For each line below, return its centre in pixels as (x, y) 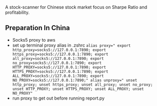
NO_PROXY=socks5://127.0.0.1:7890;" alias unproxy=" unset (75, 80)
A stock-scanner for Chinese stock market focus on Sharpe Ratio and (76, 7)
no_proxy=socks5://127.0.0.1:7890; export (57, 63)
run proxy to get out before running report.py (58, 98)
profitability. (17, 12)
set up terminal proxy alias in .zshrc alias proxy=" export (72, 45)
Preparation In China (38, 28)
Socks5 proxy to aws (34, 40)
